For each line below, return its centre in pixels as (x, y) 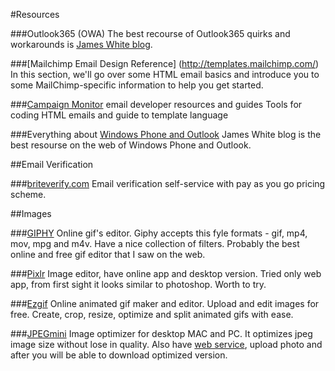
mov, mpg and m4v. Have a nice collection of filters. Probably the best (155, 243)
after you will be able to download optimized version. (119, 355)
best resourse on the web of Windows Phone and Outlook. (131, 145)
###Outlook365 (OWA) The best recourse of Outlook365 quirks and (150, 33)
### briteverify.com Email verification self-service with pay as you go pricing (168, 183)
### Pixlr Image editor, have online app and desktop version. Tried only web (166, 273)
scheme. (28, 194)
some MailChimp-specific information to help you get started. (137, 85)
